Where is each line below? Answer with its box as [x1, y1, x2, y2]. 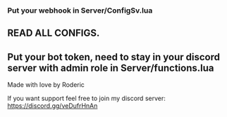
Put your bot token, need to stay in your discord [7, 51, 221, 63]
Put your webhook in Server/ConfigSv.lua [7, 6, 153, 15]
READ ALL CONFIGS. [7, 27, 100, 39]
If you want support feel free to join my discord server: [7, 94, 166, 103]
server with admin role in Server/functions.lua [7, 62, 214, 74]
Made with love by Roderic [7, 81, 85, 89]
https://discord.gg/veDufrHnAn [7, 102, 98, 110]
